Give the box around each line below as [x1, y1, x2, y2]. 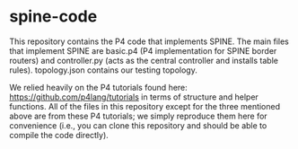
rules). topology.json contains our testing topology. [9, 65, 197, 75]
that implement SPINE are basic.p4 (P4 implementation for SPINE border [9, 45, 277, 56]
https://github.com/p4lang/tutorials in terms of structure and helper [9, 92, 259, 102]
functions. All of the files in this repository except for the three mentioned [9, 101, 281, 111]
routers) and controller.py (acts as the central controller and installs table [9, 55, 278, 66]
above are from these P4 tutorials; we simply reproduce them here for [9, 110, 267, 121]
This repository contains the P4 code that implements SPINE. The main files [9, 36, 289, 47]
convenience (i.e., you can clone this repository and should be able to [9, 119, 267, 131]
